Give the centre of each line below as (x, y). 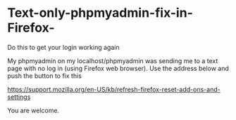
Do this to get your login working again (63, 47)
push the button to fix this (45, 76)
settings (19, 97)
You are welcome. (33, 110)
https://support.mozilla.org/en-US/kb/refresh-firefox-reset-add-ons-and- (114, 89)
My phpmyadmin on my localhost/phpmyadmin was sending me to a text (113, 60)
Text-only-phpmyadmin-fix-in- (100, 13)
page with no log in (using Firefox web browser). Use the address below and (118, 68)
